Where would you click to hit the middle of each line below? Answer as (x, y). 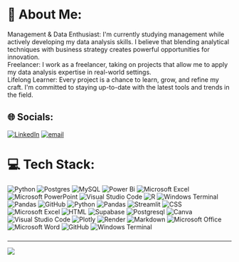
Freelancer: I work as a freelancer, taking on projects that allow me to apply (118, 64)
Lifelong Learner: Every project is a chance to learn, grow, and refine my (113, 79)
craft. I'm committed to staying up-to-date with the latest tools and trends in (118, 87)
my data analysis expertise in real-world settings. (79, 72)
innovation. (24, 57)
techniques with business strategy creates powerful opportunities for (108, 49)
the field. (20, 95)
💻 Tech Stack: (51, 164)
